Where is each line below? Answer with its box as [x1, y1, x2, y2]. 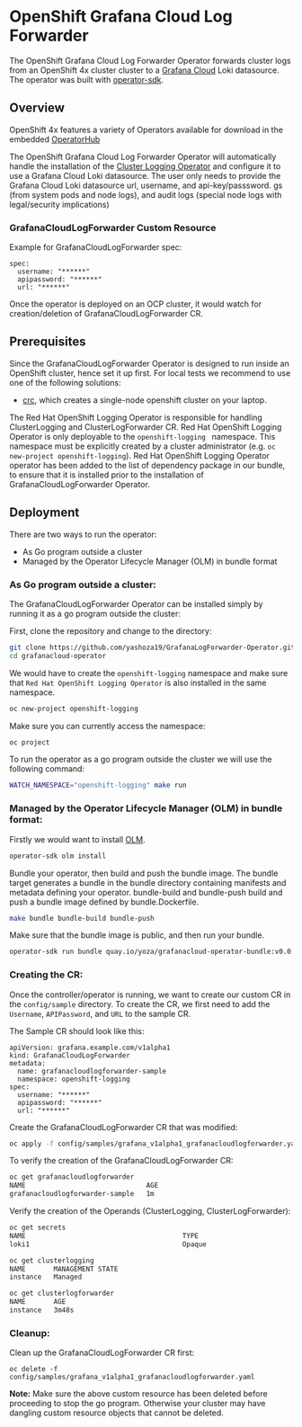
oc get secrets [9, 1223, 67, 1233]
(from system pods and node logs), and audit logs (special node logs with [9, 189, 282, 200]
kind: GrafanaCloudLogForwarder [9, 1050, 130, 1060]
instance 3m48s [9, 1306, 75, 1315]
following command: [9, 763, 85, 774]
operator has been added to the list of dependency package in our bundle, [9, 459, 286, 470]
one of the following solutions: [9, 377, 121, 388]
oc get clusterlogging [9, 1256, 94, 1265]
